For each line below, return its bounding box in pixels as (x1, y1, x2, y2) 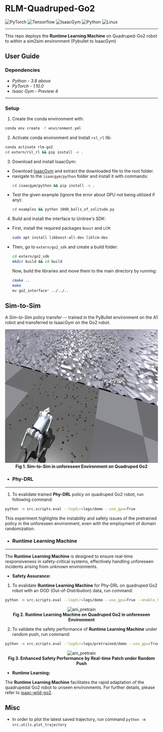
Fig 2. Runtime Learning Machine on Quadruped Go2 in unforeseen (13, 612, 150, 617)
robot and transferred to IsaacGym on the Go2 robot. (5, 320, 111, 325)
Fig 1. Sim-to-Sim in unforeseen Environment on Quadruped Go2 (15, 463, 148, 469)
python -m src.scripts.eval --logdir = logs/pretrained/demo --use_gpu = (5, 641, 151, 646)
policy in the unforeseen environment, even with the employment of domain (5, 520, 156, 526)
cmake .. (12, 278, 30, 283)
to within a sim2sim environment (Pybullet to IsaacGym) (5, 38, 116, 44)
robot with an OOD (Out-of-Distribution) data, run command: (12, 587, 133, 593)
